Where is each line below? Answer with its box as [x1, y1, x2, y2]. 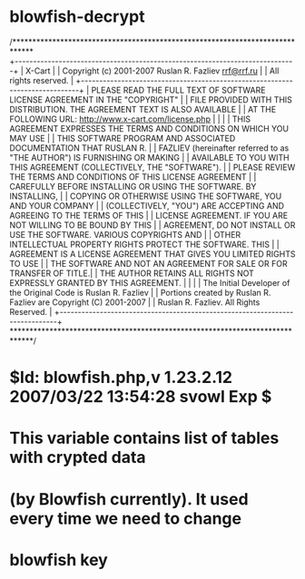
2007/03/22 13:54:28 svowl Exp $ [9, 387, 272, 407]
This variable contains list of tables [9, 428, 280, 448]
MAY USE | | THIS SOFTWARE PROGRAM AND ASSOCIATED [9, 132, 236, 143]
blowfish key [9, 549, 109, 570]
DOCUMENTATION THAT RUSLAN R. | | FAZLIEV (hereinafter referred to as [9, 142, 290, 153]
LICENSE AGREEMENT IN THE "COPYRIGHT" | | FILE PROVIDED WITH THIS [9, 93, 293, 105]
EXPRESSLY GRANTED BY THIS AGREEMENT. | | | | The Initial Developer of [9, 277, 290, 288]
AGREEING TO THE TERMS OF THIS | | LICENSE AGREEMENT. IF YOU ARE [9, 210, 289, 221]
